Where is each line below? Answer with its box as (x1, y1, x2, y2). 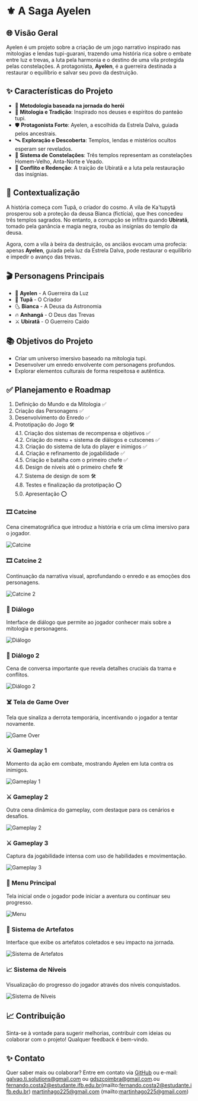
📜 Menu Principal (6, 879, 56, 887)
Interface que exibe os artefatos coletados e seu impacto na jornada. (6, 939, 175, 946)
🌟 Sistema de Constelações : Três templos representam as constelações (14, 151, 193, 158)
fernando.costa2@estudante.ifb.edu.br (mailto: (6, 1081, 120, 1088)
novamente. (6, 720, 36, 727)
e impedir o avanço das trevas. (6, 253, 82, 260)
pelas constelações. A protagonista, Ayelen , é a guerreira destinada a (6, 63, 177, 70)
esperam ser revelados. (14, 145, 73, 152)
